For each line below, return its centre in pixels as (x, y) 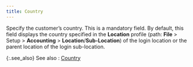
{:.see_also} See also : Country (44, 58)
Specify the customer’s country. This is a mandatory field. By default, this (95, 28)
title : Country (25, 11)
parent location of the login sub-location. (56, 47)
